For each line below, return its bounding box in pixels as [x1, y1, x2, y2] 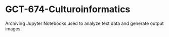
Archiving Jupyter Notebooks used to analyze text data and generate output [5, 20, 164, 26]
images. [5, 25, 22, 31]
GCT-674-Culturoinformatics [5, 4, 131, 15]
